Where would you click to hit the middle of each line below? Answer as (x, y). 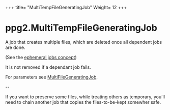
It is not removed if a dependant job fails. (48, 67)
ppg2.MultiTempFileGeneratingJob (81, 28)
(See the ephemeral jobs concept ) (41, 57)
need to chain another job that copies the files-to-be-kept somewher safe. (83, 102)
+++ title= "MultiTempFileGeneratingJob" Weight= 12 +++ (66, 7)
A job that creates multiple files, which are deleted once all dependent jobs (84, 42)
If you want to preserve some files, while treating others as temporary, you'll (85, 97)
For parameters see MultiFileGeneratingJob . (52, 77)
